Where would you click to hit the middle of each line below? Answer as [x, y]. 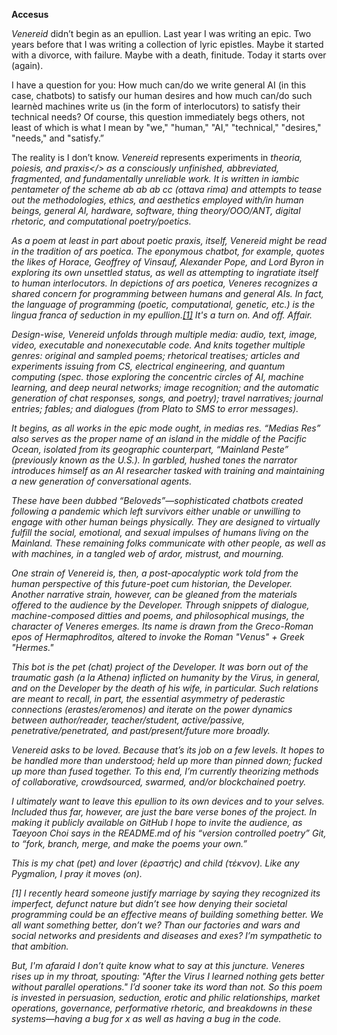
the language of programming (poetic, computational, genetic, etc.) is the [163, 304]
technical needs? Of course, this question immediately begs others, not [158, 117]
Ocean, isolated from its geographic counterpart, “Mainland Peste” [150, 449]
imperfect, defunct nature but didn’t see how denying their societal [149, 903]
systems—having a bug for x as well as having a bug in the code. [146, 1018]
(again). [27, 65]
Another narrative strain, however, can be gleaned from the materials [154, 594]
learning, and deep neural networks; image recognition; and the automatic [165, 387]
